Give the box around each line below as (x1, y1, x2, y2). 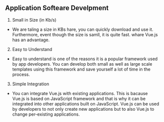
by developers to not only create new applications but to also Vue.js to (12, 106, 154, 112)
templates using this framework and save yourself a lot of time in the (12, 66, 151, 72)
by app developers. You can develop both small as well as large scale (12, 61, 153, 67)
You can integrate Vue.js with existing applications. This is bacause (12, 90, 148, 96)
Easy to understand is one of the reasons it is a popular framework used (12, 56, 158, 62)
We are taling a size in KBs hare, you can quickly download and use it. (12, 26, 153, 32)
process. (12, 71, 30, 77)
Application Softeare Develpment (5, 4, 109, 12)
